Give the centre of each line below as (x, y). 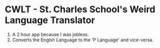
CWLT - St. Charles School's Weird (80, 9)
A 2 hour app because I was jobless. (50, 34)
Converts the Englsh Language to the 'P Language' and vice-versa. (83, 40)
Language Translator (50, 20)
